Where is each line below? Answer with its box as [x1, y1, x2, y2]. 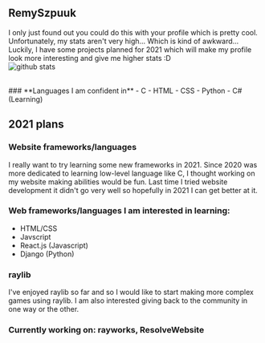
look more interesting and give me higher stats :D [8, 53, 171, 63]
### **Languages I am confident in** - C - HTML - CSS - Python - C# [8, 86, 243, 95]
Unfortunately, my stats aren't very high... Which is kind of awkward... [8, 36, 239, 46]
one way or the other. [8, 305, 79, 314]
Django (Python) [19, 248, 75, 259]
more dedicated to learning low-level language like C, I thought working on [8, 168, 255, 178]
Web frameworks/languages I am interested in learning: [8, 205, 230, 216]
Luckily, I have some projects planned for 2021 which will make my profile [8, 44, 252, 54]
